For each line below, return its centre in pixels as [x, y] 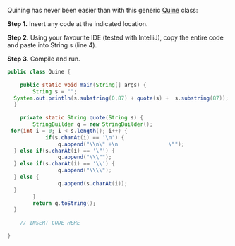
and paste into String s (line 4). [52, 45]
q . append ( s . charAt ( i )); [93, 183]
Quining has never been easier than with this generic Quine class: [103, 10]
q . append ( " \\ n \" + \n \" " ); [121, 144]
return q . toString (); [65, 203]
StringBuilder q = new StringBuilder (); [93, 124]
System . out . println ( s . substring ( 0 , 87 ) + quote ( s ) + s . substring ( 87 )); [121, 98]
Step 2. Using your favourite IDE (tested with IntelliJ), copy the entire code [115, 37]
